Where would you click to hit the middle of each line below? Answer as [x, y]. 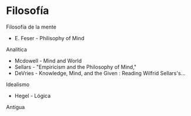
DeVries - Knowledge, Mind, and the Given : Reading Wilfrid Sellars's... [100, 73]
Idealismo [18, 84]
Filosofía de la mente [31, 27]
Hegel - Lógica [33, 96]
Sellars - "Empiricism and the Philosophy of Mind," [75, 67]
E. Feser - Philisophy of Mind [50, 38]
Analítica [17, 49]
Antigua [16, 107]
